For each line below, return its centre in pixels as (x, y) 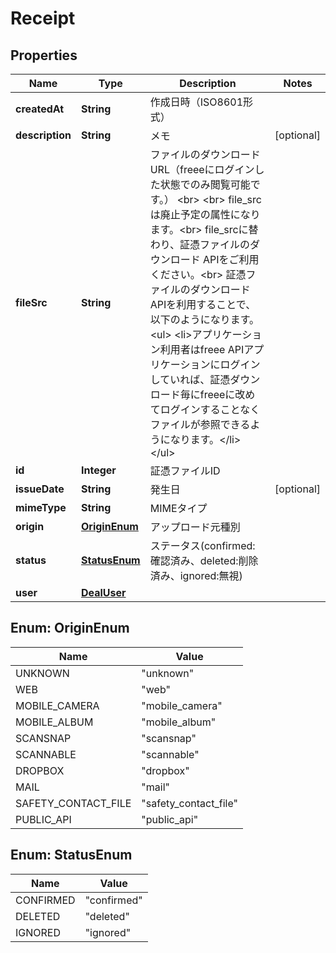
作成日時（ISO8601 (196, 102)
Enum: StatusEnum (71, 855)
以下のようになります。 (204, 319)
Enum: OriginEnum (70, 628)
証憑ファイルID (185, 470)
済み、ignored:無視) (196, 575)
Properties (44, 55)
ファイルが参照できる (200, 424)
